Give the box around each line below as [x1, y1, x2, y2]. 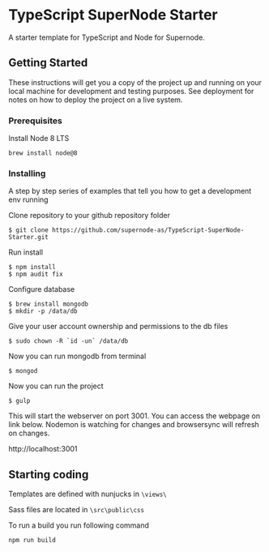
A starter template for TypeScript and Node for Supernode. [8, 32, 205, 42]
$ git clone [8, 226, 49, 234]
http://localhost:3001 [8, 444, 78, 454]
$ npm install [8, 263, 57, 272]
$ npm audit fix [8, 270, 63, 279]
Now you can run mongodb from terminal [8, 351, 147, 362]
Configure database [8, 285, 75, 294]
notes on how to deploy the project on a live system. [8, 95, 183, 105]
